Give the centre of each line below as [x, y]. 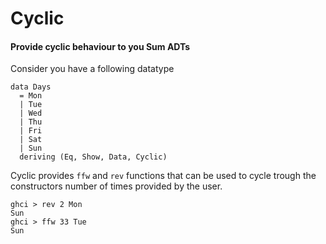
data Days [31, 87]
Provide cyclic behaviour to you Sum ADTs [100, 46]
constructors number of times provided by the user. [116, 186]
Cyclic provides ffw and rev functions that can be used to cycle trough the [163, 176]
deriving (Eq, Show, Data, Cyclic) [93, 157]
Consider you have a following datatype [92, 69]
